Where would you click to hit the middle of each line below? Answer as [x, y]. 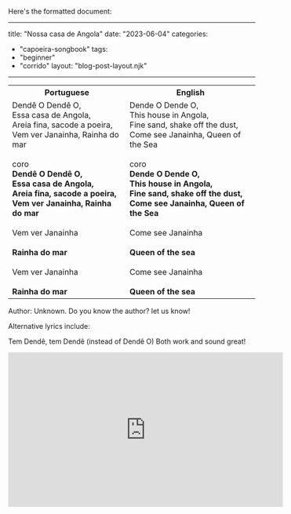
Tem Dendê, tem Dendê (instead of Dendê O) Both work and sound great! [127, 341]
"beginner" [37, 57]
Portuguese [67, 92]
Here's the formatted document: [60, 11]
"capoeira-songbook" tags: [64, 49]
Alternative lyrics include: [49, 326]
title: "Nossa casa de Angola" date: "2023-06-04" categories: [108, 34]
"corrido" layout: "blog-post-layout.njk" [83, 66]
